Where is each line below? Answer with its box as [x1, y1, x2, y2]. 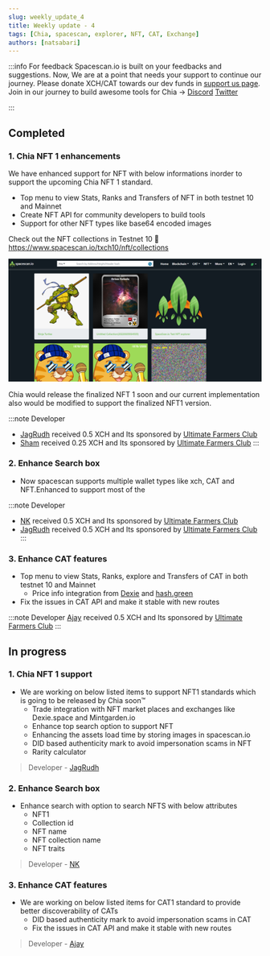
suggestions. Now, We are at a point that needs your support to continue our [8, 70, 262, 80]
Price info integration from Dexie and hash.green [31, 589, 194, 598]
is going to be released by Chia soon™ [19, 695, 146, 705]
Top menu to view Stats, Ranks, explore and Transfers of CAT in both [19, 572, 248, 581]
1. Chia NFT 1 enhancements [8, 150, 121, 161]
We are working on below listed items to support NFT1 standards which [19, 687, 256, 697]
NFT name [31, 826, 67, 837]
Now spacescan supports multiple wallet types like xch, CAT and [19, 476, 235, 486]
